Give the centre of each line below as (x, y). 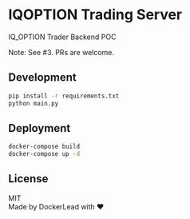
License (28, 179)
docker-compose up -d (44, 154)
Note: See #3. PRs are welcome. (61, 52)
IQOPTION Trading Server (95, 15)
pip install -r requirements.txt (64, 96)
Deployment (40, 128)
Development (43, 78)
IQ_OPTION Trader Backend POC (62, 37)
